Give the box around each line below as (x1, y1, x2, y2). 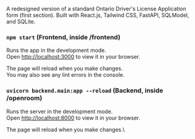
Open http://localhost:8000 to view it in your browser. (6, 114, 141, 121)
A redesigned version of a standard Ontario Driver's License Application (6, 5, 186, 12)
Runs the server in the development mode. (6, 108, 113, 115)
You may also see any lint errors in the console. (6, 71, 125, 79)
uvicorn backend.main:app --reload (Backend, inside (6, 86, 163, 95)
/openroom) (6, 94, 43, 102)
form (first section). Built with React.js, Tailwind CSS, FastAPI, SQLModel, (6, 11, 190, 19)
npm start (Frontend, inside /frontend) (6, 33, 121, 41)
